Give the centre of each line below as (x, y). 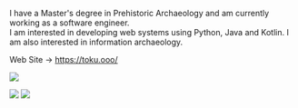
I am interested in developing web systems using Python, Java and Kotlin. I (149, 32)
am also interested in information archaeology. (96, 42)
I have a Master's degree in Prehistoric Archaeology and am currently (139, 13)
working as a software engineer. (70, 23)
